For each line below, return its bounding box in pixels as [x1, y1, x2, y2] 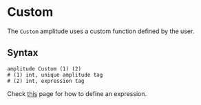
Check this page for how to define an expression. [7, 89, 147, 97]
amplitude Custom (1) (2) [7, 65, 81, 73]
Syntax [7, 47, 39, 59]
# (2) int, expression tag [7, 77, 85, 84]
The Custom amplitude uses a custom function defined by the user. [7, 27, 195, 35]
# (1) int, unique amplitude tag [7, 71, 103, 78]
